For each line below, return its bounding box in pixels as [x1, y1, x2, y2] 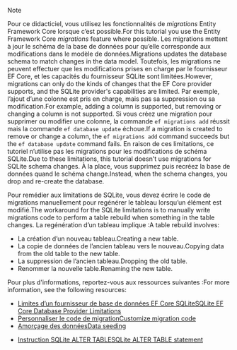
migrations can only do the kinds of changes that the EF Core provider [7, 80, 212, 87]
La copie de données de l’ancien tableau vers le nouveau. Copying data [17, 242, 224, 250]
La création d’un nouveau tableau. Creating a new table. [17, 234, 179, 243]
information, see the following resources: [7, 286, 127, 294]
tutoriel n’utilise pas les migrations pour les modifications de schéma [7, 147, 207, 155]
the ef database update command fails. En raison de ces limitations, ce [7, 140, 214, 147]
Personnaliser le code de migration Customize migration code [17, 314, 197, 322]
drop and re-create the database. [7, 177, 105, 186]
